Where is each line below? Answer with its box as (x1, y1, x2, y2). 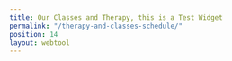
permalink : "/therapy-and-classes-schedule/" (9, 22, 183, 30)
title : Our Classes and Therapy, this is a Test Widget (9, 13, 223, 22)
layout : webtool (9, 38, 70, 48)
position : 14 (9, 30, 58, 39)
